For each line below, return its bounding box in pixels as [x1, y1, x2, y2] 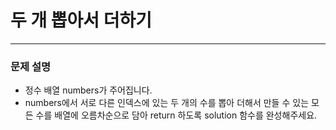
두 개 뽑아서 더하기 [10, 9, 152, 32]
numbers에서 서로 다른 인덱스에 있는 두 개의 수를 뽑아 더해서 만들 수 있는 [24, 97, 310, 109]
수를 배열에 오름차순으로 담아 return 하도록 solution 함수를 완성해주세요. [35, 109, 318, 121]
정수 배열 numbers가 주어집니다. [24, 84, 153, 96]
